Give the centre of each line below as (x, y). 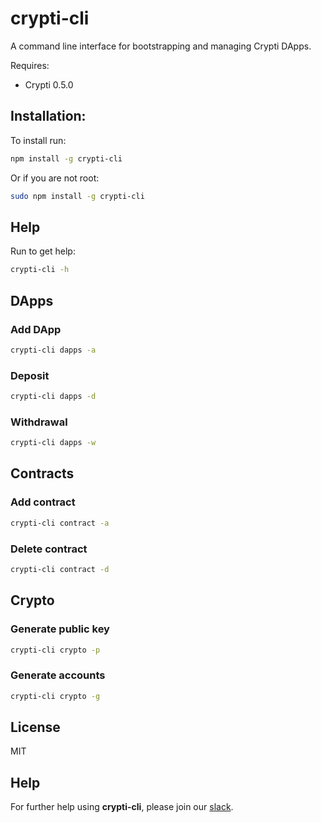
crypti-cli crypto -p (55, 650)
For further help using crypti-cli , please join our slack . (122, 807)
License (35, 727)
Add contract (43, 502)
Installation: (48, 116)
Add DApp (36, 329)
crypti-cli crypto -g (55, 696)
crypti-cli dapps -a (53, 350)
